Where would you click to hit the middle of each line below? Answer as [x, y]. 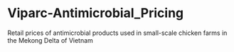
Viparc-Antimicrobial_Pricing [96, 13]
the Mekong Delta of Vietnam [50, 40]
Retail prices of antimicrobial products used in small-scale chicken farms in [117, 33]
